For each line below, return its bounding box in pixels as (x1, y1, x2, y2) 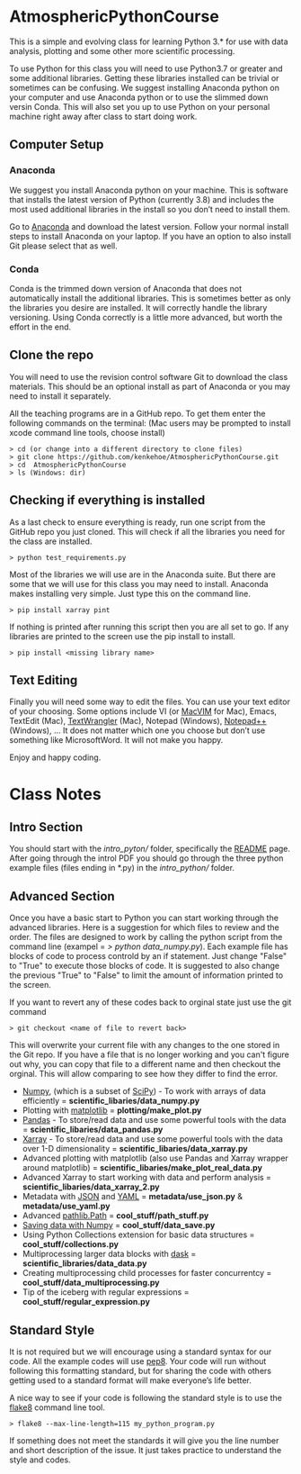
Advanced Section (9, 889, 115, 904)
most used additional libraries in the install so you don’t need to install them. (9, 203, 290, 214)
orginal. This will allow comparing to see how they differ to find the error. (9, 1069, 279, 1080)
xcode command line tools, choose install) (9, 427, 166, 438)
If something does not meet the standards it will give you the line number (9, 1434, 279, 1446)
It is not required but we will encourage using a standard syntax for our (9, 1346, 272, 1357)
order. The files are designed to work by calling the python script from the (9, 932, 283, 943)
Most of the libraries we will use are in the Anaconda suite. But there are (9, 569, 277, 580)
